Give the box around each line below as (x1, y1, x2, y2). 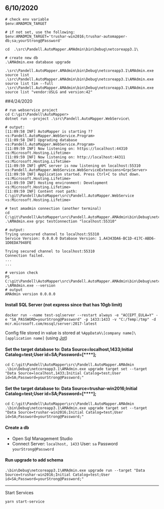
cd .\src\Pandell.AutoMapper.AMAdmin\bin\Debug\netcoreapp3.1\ (5, 46, 139, 52)
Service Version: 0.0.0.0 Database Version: (5, 236, 97, 241)
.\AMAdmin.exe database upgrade (5, 60, 71, 65)
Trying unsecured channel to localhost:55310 (5, 232, 99, 237)
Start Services (5, 489, 34, 495)
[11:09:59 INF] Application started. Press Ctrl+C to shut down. (5, 172, 141, 177)
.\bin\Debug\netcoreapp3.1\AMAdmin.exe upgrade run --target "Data (5, 468, 145, 473)
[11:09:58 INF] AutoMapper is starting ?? (5, 129, 93, 134)
